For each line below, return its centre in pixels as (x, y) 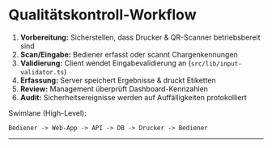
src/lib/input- (216, 63)
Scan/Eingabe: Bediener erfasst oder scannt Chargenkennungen (129, 54)
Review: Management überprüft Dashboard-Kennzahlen (114, 89)
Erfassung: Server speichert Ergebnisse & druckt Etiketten (118, 80)
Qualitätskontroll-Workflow (102, 15)
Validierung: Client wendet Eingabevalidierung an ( (106, 63)
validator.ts (42, 72)
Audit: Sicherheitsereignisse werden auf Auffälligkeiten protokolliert (133, 97)
